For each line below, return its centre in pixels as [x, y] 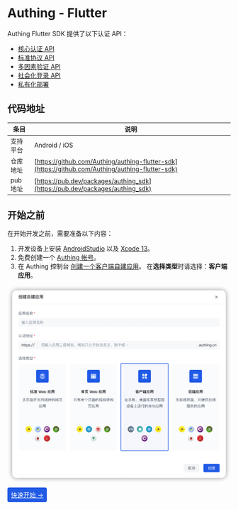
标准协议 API [36, 58]
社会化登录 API [39, 75]
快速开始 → [27, 495]
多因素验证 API [39, 66]
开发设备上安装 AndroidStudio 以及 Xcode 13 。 [86, 249]
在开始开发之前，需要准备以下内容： [60, 234]
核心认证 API [36, 48]
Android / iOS [54, 145]
